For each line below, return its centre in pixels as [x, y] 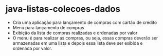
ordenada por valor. [32, 48]
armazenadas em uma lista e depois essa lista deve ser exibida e [78, 43]
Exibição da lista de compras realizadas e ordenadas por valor [75, 33]
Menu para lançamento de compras [48, 27]
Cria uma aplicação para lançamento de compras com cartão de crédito [85, 22]
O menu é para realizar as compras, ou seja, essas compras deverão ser [85, 38]
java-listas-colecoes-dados [63, 9]
